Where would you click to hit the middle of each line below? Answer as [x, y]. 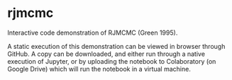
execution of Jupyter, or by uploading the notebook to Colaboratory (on [112, 61]
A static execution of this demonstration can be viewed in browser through [116, 46]
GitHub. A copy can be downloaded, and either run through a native [106, 54]
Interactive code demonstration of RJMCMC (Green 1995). [93, 33]
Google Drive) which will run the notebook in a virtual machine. [99, 69]
